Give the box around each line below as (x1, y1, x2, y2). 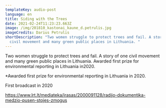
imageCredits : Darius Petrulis (5, 30, 70, 35)
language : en (5, 12, 32, 17)
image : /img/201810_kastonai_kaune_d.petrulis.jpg (5, 26, 112, 31)
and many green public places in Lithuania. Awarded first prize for (5, 58, 139, 64)
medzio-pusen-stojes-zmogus (5, 97, 68, 103)
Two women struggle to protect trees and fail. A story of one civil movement (5, 53, 160, 59)
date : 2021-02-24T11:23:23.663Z (5, 21, 72, 26)
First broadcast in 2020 (5, 82, 53, 88)
